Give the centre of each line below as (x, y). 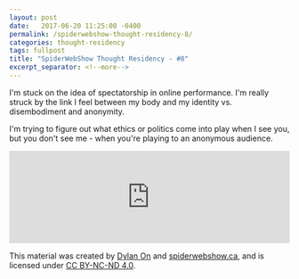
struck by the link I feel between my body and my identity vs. (121, 102)
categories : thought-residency (67, 42)
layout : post (33, 17)
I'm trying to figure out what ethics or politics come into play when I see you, (149, 128)
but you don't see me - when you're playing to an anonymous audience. (141, 138)
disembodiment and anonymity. (67, 111)
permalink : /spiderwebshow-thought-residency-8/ (101, 34)
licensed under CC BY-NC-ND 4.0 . (73, 265)
